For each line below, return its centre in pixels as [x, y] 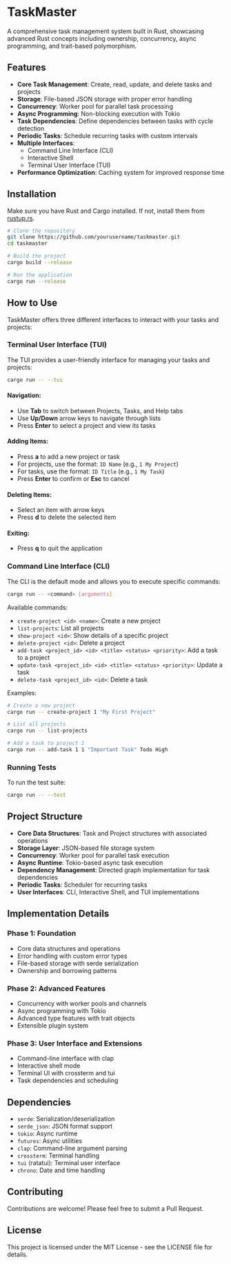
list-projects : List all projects [61, 628]
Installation [32, 194]
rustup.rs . [21, 218]
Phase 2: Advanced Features [56, 988]
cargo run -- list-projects [48, 731]
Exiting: [18, 533]
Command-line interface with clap [66, 1059]
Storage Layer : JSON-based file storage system [86, 848]
